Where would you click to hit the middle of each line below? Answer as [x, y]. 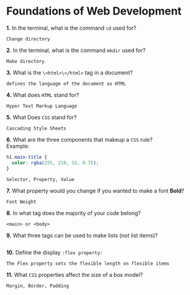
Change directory [28, 39]
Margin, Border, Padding [38, 286]
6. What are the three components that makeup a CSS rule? [80, 139]
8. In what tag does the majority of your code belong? [73, 213]
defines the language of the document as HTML [66, 84]
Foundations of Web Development [94, 11]
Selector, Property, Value [40, 179]
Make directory [25, 61]
